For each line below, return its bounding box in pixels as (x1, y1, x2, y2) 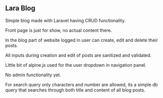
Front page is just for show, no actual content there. (5, 27, 112, 33)
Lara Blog (5, 4, 36, 13)
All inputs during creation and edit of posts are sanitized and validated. (5, 52, 152, 58)
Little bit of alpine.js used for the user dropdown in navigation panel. (5, 62, 147, 68)
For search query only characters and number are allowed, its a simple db (5, 81, 158, 87)
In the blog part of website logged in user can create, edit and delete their (5, 37, 158, 43)
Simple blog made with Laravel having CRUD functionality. (5, 17, 126, 23)
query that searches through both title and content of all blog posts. (5, 87, 145, 93)
